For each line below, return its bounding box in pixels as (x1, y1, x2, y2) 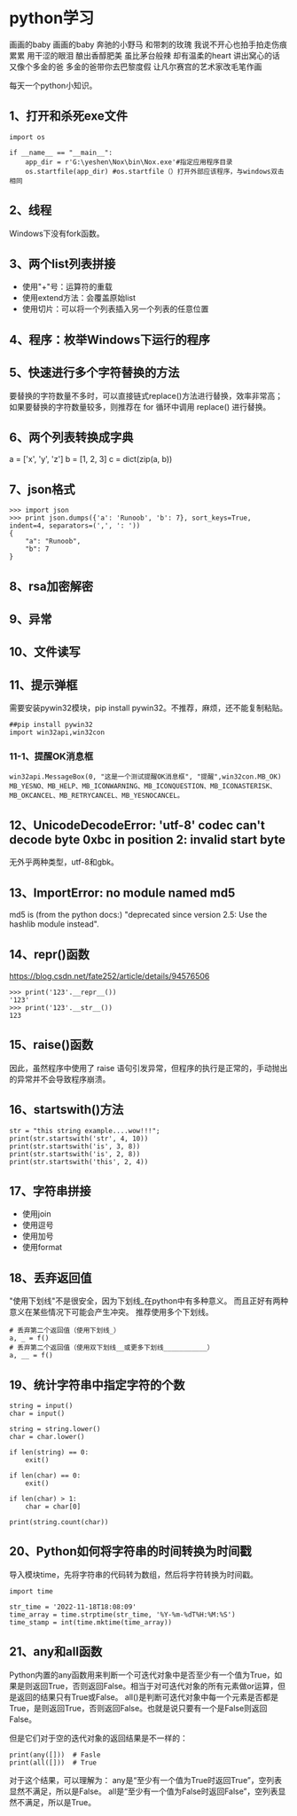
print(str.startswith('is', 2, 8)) (9, 1149, 141, 1158)
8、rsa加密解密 (9, 578, 94, 594)
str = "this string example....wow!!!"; (9, 1126, 161, 1135)
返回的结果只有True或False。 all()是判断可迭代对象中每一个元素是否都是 (16, 1691, 279, 1702)
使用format (21, 1242, 63, 1253)
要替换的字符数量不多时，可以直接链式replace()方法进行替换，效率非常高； (9, 390, 284, 401)
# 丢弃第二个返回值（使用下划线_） (9, 1327, 121, 1335)
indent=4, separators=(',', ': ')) (9, 521, 141, 530)
